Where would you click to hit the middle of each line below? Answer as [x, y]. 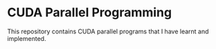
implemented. [27, 38]
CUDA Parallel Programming [89, 13]
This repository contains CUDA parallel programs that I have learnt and [108, 31]
